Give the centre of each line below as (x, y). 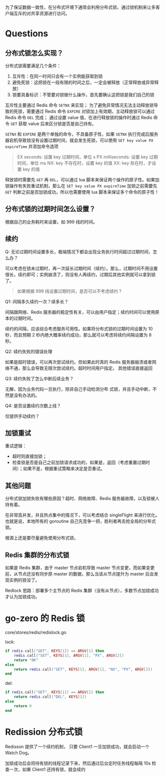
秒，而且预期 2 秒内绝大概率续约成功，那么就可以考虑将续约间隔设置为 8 (79, 335)
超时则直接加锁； (29, 456)
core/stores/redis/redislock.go (36, 632)
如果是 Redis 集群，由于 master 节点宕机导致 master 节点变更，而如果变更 (80, 568)
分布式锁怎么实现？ (34, 53)
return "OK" (26, 660)
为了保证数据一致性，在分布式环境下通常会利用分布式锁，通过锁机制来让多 (80, 7)
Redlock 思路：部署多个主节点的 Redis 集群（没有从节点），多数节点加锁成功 (82, 591)
